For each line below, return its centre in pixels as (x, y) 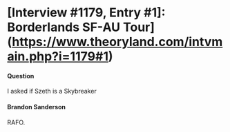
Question (21, 76)
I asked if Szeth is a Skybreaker (52, 91)
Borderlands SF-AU (64, 27)
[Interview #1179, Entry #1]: (86, 13)
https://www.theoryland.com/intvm (117, 42)
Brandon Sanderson (37, 107)
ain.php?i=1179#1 (58, 57)
